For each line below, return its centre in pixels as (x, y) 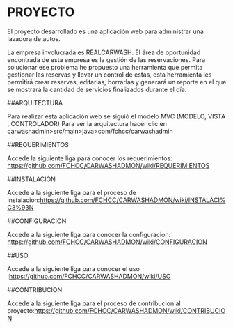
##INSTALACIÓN (31, 179)
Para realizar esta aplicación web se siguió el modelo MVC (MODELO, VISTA (116, 116)
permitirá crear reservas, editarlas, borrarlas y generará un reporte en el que (117, 82)
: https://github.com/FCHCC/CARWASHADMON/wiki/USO (89, 276)
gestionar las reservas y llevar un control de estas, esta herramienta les (110, 75)
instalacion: (24, 200)
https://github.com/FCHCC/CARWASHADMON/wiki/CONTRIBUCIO (130, 310)
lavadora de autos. (34, 38)
